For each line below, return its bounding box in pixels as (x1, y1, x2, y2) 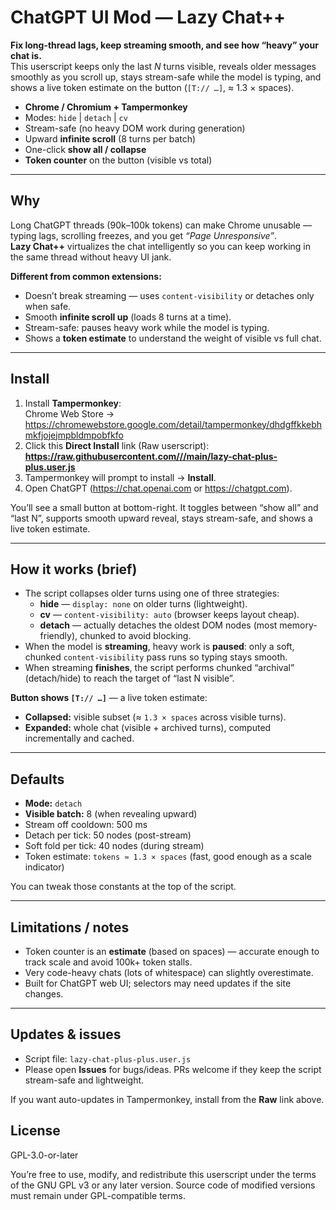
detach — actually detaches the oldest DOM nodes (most (39, 619, 278, 631)
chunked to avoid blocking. (79, 630, 192, 642)
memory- (279, 619, 318, 631)
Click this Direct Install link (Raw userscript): (24, 439, 210, 451)
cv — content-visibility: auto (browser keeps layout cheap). (39, 609, 300, 621)
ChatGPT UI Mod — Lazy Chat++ (10, 6, 287, 29)
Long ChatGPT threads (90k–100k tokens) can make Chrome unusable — (10, 219, 312, 231)
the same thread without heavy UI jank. (10, 251, 172, 263)
